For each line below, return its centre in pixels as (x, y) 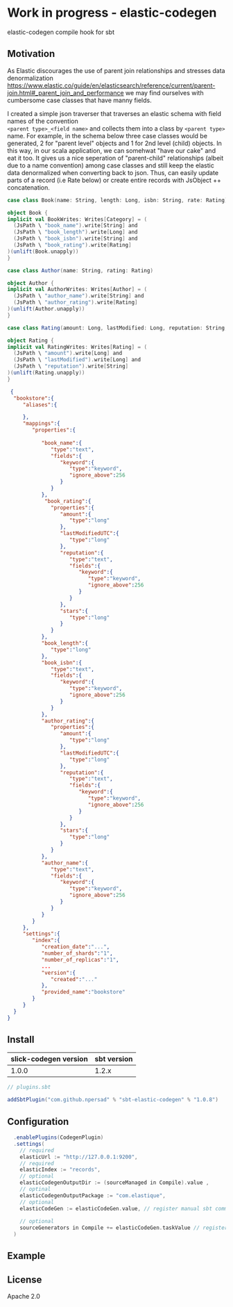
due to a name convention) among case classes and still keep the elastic (111, 165)
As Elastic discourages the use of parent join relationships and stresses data (116, 70)
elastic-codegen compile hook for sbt (61, 32)
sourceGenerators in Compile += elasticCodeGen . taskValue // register (124, 1228)
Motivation (31, 54)
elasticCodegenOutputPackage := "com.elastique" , (93, 1195)
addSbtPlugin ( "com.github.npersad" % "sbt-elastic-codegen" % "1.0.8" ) (113, 1100)
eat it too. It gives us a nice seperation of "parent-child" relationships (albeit (115, 158)
